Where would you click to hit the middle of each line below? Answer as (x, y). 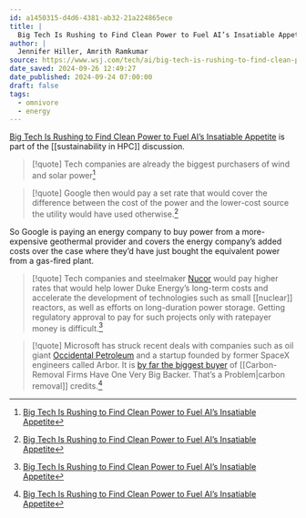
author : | (28, 43)
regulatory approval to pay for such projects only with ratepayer (151, 317)
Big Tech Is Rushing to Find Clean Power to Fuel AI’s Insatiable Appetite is (147, 137)
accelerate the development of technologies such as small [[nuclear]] (162, 298)
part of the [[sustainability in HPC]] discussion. (97, 147)
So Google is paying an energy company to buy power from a (125, 231)
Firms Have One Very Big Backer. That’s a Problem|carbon (176, 375)
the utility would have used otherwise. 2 (105, 213)
